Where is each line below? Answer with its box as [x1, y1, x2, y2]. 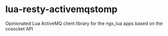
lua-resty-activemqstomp [5, 4, 118, 15]
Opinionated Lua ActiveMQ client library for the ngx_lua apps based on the [5, 20, 163, 26]
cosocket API [5, 25, 33, 31]
